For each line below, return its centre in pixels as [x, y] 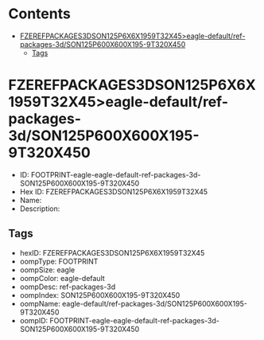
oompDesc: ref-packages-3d [68, 287]
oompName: [40, 303]
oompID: [34, 320]
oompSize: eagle [47, 270]
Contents [40, 14]
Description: [40, 209]
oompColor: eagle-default [62, 278]
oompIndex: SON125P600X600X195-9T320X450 [100, 295]
